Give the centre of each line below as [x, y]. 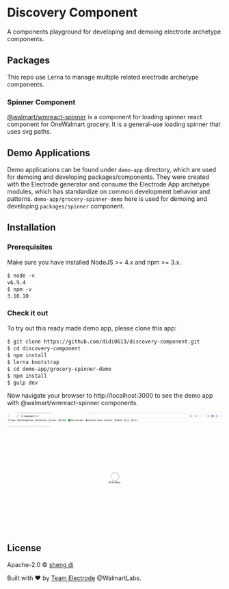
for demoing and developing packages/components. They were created [108, 177]
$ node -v [21, 276]
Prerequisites [30, 247]
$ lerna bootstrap [33, 362]
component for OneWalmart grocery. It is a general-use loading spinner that [114, 124]
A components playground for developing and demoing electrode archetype [114, 32]
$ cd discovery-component [44, 348]
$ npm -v [19, 289]
